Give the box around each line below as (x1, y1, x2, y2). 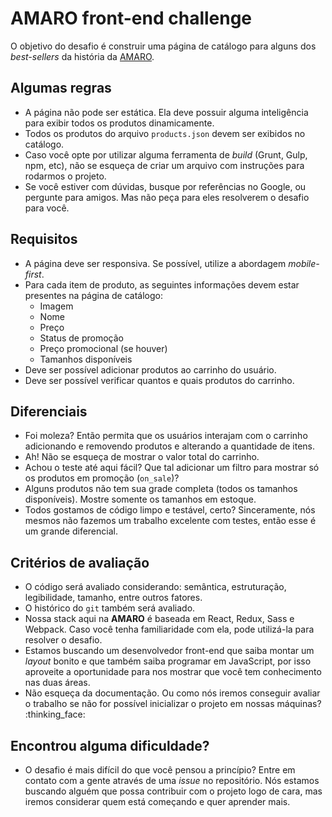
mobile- (288, 257, 320, 269)
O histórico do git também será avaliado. (24, 602, 196, 614)
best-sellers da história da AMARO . (10, 50, 155, 62)
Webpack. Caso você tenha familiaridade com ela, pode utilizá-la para (24, 623, 315, 636)
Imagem (39, 300, 74, 312)
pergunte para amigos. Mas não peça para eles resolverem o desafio (24, 191, 310, 203)
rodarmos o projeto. (24, 170, 107, 182)
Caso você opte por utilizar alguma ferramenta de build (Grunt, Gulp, (24, 148, 308, 161)
